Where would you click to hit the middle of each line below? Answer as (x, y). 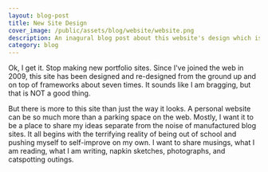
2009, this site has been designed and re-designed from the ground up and (132, 76)
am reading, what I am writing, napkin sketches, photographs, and (117, 151)
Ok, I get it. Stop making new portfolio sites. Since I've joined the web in (126, 68)
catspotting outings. (41, 159)
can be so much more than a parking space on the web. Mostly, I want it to (131, 117)
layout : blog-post (39, 16)
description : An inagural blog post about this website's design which (130, 38)
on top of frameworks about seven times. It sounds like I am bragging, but (130, 85)
